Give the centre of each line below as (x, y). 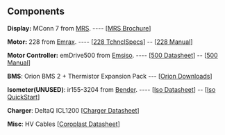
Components (36, 11)
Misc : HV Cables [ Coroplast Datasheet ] (64, 124)
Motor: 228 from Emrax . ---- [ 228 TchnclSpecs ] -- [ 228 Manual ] (100, 42)
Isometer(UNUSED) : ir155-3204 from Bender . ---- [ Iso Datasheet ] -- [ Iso (111, 89)
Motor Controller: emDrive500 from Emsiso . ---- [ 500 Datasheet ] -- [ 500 (112, 55)
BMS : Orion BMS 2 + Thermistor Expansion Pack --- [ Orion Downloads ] (110, 76)
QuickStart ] (24, 97)
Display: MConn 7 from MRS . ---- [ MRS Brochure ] (79, 28)
